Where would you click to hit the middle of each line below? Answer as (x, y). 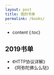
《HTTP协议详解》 (30, 62)
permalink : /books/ (25, 19)
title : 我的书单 (20, 14)
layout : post (18, 9)
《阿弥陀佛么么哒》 (32, 68)
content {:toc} (26, 33)
